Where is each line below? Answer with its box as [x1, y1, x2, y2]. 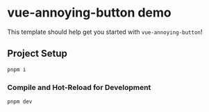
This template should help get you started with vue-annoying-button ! [7, 28, 203, 36]
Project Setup [7, 48, 68, 59]
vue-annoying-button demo [7, 5, 172, 21]
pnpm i [7, 66, 26, 73]
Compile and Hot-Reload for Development [7, 82, 151, 92]
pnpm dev [7, 98, 33, 105]
